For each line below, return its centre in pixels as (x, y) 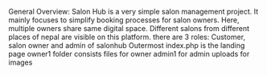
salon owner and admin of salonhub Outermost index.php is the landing (127, 45)
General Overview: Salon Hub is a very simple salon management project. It (133, 12)
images (21, 62)
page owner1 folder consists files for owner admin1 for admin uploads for (129, 54)
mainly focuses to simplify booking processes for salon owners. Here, (124, 20)
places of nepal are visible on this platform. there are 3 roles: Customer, (127, 37)
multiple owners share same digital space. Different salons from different (129, 28)
